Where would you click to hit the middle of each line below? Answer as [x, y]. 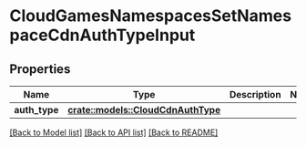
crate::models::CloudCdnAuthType [144, 110]
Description [255, 94]
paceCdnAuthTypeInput [102, 35]
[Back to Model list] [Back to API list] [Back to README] [114, 132]
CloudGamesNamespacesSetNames [151, 16]
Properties [40, 69]
